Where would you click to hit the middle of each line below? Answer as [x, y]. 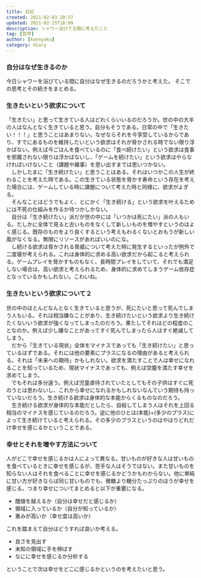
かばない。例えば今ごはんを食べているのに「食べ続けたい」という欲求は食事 [100, 149]
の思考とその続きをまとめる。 [43, 89]
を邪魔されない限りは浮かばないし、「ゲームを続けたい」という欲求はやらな [99, 157]
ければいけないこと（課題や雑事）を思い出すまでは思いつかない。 [87, 164]
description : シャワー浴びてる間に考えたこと [57, 28]
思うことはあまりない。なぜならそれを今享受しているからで [111, 134]
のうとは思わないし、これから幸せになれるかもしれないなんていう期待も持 [98, 390]
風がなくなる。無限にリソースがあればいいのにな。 [69, 239]
